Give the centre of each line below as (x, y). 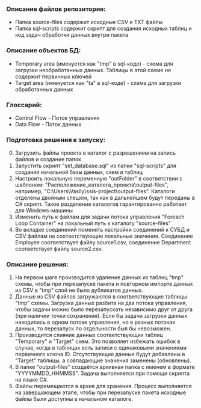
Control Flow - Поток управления (57, 118)
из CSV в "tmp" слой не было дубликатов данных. (79, 290)
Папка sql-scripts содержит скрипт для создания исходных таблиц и (103, 28)
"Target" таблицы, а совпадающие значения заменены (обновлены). (103, 360)
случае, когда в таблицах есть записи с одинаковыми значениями (101, 348)
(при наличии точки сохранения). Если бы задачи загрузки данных (101, 316)
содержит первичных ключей (53, 76)
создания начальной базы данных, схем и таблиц (79, 172)
